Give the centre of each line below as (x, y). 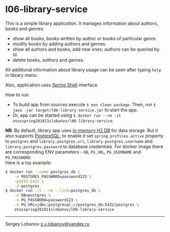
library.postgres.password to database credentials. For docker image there (84, 146)
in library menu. (22, 75)
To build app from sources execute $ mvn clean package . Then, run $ (84, 104)
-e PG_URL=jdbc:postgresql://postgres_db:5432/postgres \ (77, 205)
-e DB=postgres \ (33, 196)
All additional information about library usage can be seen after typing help (83, 70)
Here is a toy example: (29, 162)
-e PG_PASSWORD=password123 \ (46, 200)
